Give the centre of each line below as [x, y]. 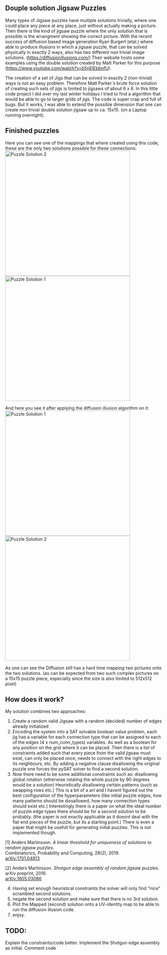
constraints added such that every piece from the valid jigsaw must [82, 753]
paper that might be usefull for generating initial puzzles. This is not [82, 827]
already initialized [30, 726]
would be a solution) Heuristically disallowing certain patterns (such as [85, 785]
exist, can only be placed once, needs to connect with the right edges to [87, 758]
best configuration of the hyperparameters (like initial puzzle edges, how [87, 795]
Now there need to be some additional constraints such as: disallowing [85, 774]
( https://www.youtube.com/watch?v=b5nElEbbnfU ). [58, 68]
